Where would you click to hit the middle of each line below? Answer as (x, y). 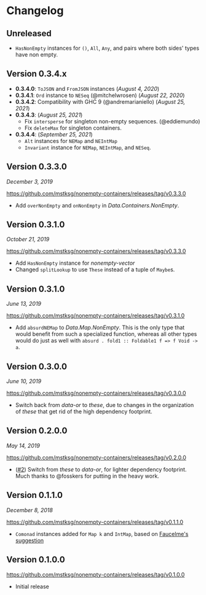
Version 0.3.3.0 (37, 167)
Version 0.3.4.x (37, 74)
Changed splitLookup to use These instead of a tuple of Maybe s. (95, 270)
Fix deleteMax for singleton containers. (73, 128)
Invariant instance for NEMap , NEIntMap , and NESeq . (88, 147)
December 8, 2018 (30, 510)
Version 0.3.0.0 (37, 366)
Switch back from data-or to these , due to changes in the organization (105, 405)
